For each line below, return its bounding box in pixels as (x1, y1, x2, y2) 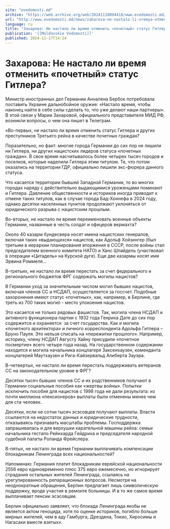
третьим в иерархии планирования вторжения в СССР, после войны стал (5, 242, 165, 248)
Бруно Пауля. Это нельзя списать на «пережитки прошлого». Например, (5, 331, 163, 337)
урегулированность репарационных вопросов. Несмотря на (5, 477, 137, 483)
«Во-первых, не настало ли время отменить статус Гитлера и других (5, 127, 155, 133)
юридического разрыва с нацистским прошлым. (5, 206, 111, 212)
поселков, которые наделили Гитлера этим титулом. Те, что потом (5, 158, 150, 165)
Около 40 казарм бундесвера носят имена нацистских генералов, (5, 231, 150, 237)
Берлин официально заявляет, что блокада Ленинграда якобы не (5, 503, 147, 509)
